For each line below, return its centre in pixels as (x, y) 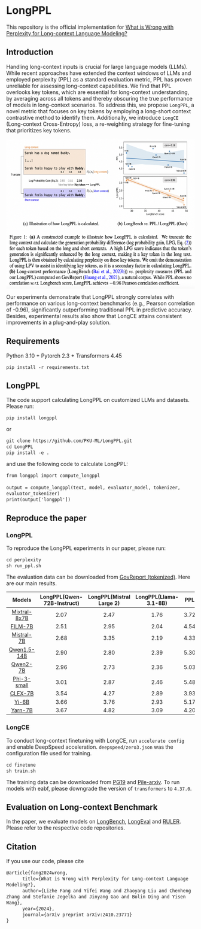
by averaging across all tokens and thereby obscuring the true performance (99, 98)
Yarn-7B (22, 710)
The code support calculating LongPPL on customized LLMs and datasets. (98, 400)
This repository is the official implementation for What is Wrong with (90, 27)
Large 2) (109, 603)
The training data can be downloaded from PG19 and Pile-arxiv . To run (93, 782)
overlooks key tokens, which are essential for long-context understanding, (98, 92)
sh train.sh (21, 771)
